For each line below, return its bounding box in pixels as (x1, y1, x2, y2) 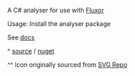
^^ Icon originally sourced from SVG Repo (7, 61, 128, 69)
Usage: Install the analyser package (7, 20, 111, 27)
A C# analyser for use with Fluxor (7, 6, 104, 14)
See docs (7, 33, 35, 42)
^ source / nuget (7, 47, 55, 55)
